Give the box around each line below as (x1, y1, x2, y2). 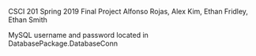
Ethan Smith (8, 15, 47, 24)
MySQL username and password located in (8, 31, 149, 39)
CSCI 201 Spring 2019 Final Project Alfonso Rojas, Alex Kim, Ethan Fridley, (8, 7, 249, 16)
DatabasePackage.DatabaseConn (8, 39, 119, 48)
